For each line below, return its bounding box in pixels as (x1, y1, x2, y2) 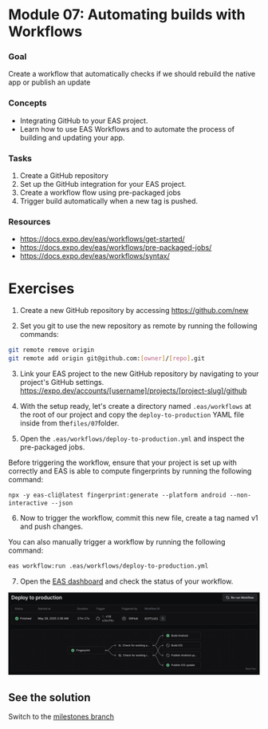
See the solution (8, 691, 91, 704)
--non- (229, 491, 251, 500)
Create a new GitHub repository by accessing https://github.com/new (19, 306, 249, 315)
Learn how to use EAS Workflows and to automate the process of (19, 124, 235, 133)
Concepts (8, 97, 48, 109)
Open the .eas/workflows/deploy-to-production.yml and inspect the (19, 434, 245, 444)
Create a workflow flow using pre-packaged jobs (19, 188, 181, 197)
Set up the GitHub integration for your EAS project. (19, 180, 187, 189)
